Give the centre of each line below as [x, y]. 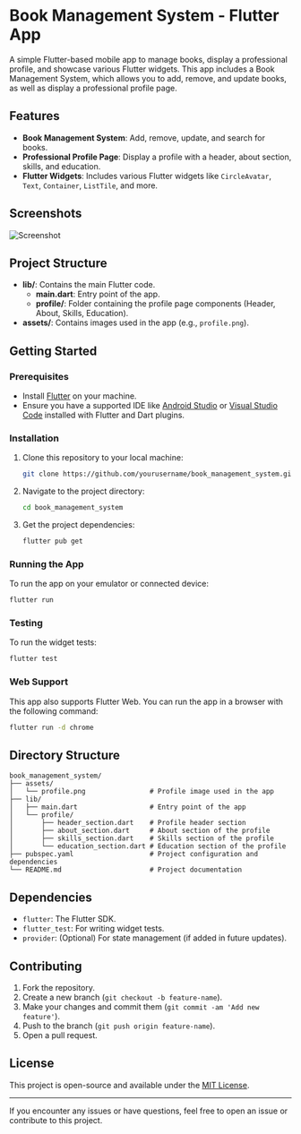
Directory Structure [65, 755]
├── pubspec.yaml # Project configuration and [133, 855]
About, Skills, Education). [82, 314]
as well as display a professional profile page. [93, 88]
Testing [26, 623]
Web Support [39, 682]
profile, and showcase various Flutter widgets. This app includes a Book [142, 69]
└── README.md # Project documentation [126, 870]
